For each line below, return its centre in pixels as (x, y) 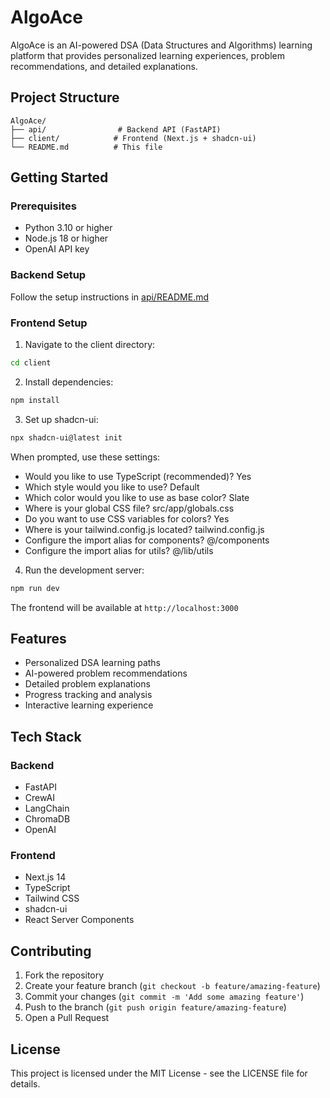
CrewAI (39, 798)
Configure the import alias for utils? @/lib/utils (119, 550)
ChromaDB (47, 819)
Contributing (51, 951)
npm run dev (35, 588)
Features (38, 638)
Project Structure (65, 97)
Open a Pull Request (67, 1018)
